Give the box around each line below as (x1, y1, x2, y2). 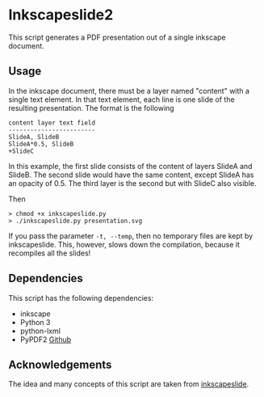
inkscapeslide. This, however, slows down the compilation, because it (8, 239, 241, 249)
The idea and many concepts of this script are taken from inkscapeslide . (8, 379, 249, 389)
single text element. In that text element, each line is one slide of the (8, 95, 236, 104)
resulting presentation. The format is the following (8, 103, 175, 112)
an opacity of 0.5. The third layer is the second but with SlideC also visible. (8, 178, 257, 188)
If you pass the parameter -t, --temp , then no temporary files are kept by (8, 230, 254, 240)
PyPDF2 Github (19, 334, 72, 344)
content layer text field (8, 119, 95, 127)
